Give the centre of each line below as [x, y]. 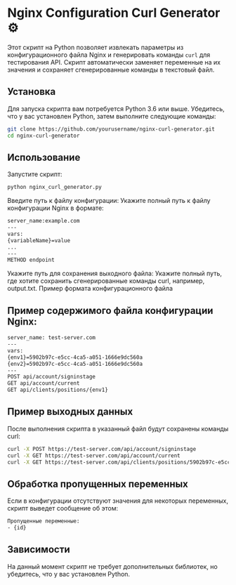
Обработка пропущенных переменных [98, 484]
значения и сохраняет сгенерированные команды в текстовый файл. [111, 70]
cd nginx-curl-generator [44, 136]
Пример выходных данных [70, 412]
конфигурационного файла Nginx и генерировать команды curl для [109, 55]
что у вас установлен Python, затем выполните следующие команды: [112, 116]
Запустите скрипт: [35, 174]
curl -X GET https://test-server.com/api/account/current [94, 455]
